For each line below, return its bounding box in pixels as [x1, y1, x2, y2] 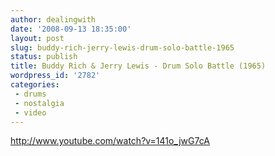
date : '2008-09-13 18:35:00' [10, 24, 132, 34]
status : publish [10, 52, 78, 62]
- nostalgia [14, 98, 65, 108]
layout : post [10, 33, 65, 43]
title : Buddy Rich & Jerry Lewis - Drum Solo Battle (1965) [10, 61, 267, 71]
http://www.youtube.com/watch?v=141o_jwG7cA [10, 135, 210, 147]
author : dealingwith [10, 14, 97, 25]
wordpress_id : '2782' [10, 71, 101, 81]
